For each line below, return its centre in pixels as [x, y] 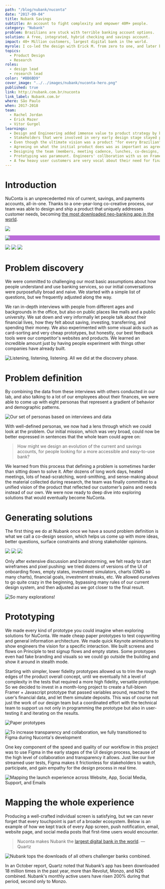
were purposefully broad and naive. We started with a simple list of [73, 292]
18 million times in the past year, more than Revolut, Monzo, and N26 [74, 871]
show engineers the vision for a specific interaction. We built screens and [79, 646]
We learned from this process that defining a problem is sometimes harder [80, 466]
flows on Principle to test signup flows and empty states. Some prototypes [81, 651]
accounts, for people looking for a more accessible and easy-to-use [86, 452]
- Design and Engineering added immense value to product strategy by [83, 133]
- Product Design [27, 55]
